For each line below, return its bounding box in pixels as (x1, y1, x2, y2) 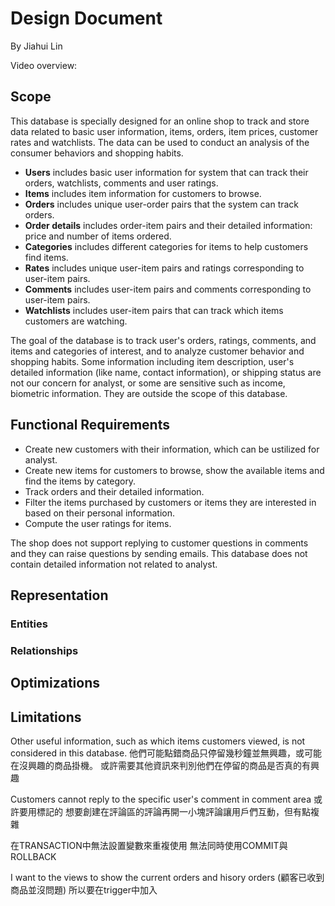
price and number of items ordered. (24, 230, 172, 242)
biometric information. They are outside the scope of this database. (10, 387, 288, 399)
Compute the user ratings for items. (24, 517, 172, 529)
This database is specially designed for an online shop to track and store (10, 115, 310, 127)
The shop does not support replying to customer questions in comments (10, 537, 309, 549)
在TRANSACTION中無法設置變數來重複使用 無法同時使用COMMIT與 (10, 840, 288, 851)
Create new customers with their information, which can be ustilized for (24, 443, 320, 455)
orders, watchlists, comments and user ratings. (24, 177, 219, 189)
